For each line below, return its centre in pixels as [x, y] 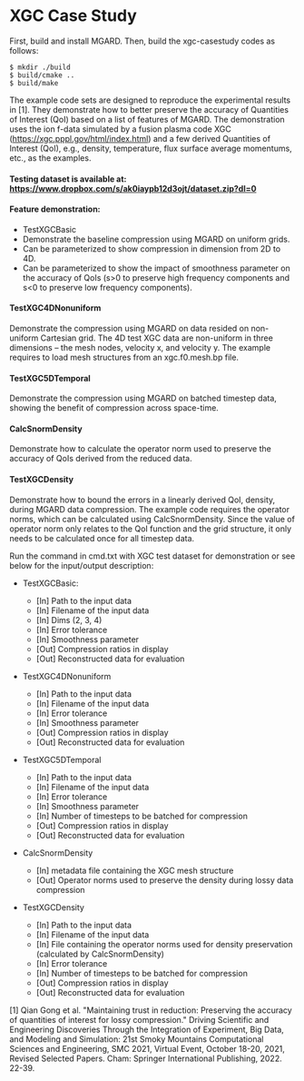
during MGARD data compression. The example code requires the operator [150, 509]
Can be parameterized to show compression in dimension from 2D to [152, 248]
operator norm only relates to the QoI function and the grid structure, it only [151, 529]
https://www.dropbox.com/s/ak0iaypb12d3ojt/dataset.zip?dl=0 [133, 188]
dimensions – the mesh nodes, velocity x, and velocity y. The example [140, 347]
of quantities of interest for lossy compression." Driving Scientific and [139, 1019]
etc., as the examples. [50, 158]
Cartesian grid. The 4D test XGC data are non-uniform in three [157, 338]
